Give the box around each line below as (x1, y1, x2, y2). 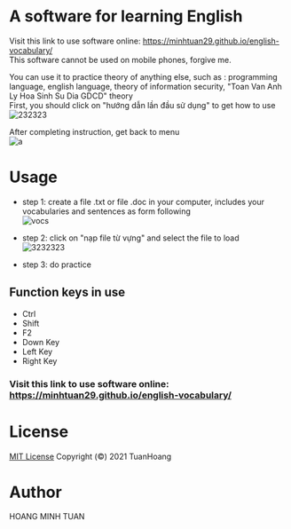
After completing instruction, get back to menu (9, 126, 180, 137)
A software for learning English (9, 6, 243, 27)
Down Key (21, 336, 60, 347)
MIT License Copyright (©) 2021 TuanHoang (9, 451, 172, 462)
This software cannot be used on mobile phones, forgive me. (9, 54, 232, 65)
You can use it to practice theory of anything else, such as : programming (9, 71, 278, 82)
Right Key (21, 355, 58, 366)
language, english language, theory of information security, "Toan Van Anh (9, 81, 282, 91)
